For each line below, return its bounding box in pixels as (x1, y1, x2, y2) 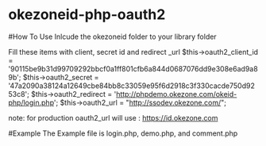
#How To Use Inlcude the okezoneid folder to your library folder (8, 32, 217, 41)
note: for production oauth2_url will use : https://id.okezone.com (8, 113, 218, 122)
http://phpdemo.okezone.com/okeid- (116, 89, 237, 98)
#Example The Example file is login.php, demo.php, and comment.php (8, 129, 238, 138)
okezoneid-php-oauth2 (8, 6, 166, 24)
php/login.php (8, 98, 54, 107)
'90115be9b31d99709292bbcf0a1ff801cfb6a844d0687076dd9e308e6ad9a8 (8, 63, 258, 73)
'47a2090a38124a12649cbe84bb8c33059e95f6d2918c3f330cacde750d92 (8, 81, 256, 90)
